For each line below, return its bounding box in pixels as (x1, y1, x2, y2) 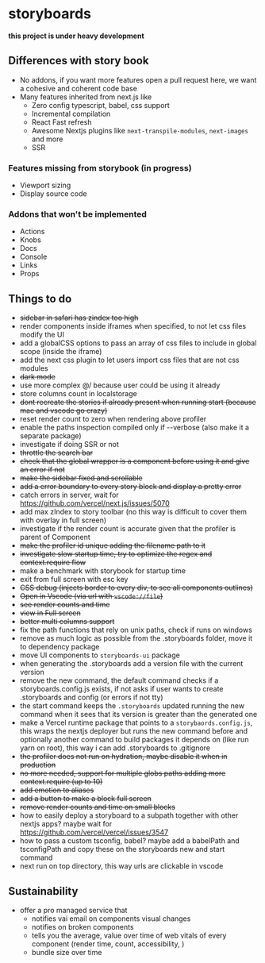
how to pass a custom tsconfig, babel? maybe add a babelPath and (19, 836, 240, 846)
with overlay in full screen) (19, 515, 107, 525)
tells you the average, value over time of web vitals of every (31, 930, 227, 940)
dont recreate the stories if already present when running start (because (19, 398, 256, 407)
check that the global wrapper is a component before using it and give (19, 456, 250, 466)
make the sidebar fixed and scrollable (19, 473, 143, 483)
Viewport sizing (19, 180, 71, 191)
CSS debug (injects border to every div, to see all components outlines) (19, 583, 254, 592)
